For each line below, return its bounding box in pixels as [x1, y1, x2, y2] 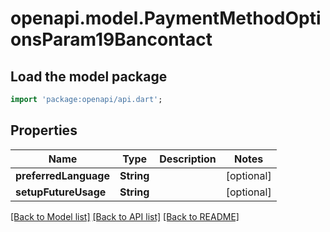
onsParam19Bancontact [10, 28, 213, 51]
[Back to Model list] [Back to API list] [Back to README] [10, 210, 240, 222]
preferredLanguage [15, 168, 110, 182]
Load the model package [10, 68, 168, 85]
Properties [10, 122, 78, 139]
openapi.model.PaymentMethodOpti [10, 7, 322, 30]
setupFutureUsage [15, 185, 107, 199]
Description [159, 152, 217, 166]
